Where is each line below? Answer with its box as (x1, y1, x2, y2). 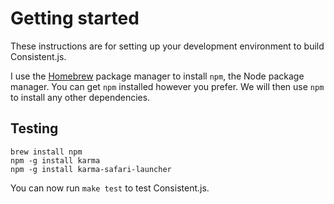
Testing (10, 120, 59, 137)
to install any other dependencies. (10, 91, 151, 103)
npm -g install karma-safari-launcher (10, 164, 172, 174)
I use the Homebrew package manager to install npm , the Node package (10, 70, 305, 82)
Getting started (10, 7, 140, 30)
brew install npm (10, 147, 83, 157)
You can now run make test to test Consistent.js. (10, 182, 210, 194)
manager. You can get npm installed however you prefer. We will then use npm (10, 80, 325, 92)
